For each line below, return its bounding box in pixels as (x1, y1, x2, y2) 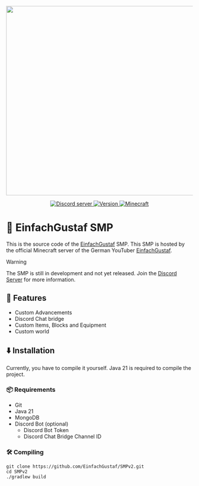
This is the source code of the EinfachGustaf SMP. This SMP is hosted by (6, 240, 185, 247)
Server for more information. (6, 276, 76, 283)
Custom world (14, 327, 49, 334)
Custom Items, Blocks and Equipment (14, 321, 107, 329)
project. (6, 371, 25, 378)
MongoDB (14, 414, 40, 421)
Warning (6, 258, 27, 265)
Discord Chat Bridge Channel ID (23, 433, 102, 440)
